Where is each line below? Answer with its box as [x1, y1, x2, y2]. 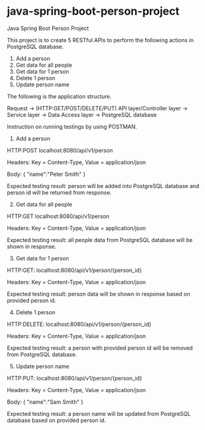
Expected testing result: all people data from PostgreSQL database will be [7, 236, 193, 243]
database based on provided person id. [7, 417, 106, 424]
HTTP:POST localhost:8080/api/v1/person [7, 146, 113, 154]
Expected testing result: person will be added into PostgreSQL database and [7, 182, 199, 189]
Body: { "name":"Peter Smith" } [7, 170, 86, 178]
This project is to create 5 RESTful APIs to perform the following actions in [7, 36, 194, 43]
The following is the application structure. [7, 92, 112, 100]
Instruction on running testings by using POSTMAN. [7, 123, 137, 130]
